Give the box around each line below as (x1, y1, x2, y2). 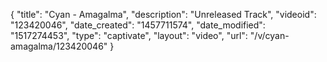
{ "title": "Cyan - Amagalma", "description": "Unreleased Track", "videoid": (10, 9, 317, 20)
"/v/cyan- (249, 30, 290, 41)
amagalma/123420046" (10, 40, 108, 52)
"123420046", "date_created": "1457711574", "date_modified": (10, 19, 266, 31)
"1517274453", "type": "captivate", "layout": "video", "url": (10, 30, 248, 41)
